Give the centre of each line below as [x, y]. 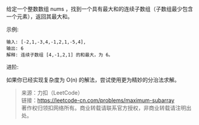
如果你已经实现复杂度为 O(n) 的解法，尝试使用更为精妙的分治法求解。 [93, 80]
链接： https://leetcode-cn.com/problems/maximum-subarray [98, 100]
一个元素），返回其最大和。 [39, 16]
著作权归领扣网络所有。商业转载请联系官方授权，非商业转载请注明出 [106, 108]
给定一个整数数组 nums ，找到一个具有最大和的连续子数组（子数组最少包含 [100, 9]
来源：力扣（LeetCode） [52, 93]
